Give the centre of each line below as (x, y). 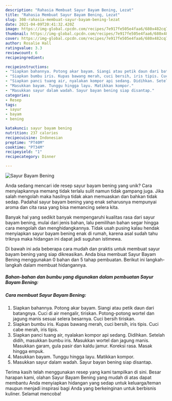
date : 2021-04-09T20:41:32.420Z (40, 24)
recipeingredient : (25, 57)
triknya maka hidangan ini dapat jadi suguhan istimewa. (64, 239)
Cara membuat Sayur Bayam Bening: (46, 295)
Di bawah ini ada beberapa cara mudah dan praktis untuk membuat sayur (83, 249)
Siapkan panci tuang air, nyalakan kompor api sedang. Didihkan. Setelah (89, 335)
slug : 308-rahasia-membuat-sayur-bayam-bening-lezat (63, 19)
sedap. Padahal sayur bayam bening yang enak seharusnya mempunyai (81, 202)
